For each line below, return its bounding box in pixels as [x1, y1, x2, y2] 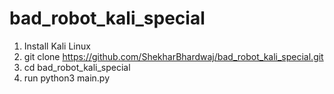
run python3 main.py [23, 72, 111, 84]
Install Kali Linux [23, 40, 91, 52]
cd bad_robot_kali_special [23, 61, 131, 73]
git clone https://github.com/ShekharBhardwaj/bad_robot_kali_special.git [23, 50, 324, 62]
